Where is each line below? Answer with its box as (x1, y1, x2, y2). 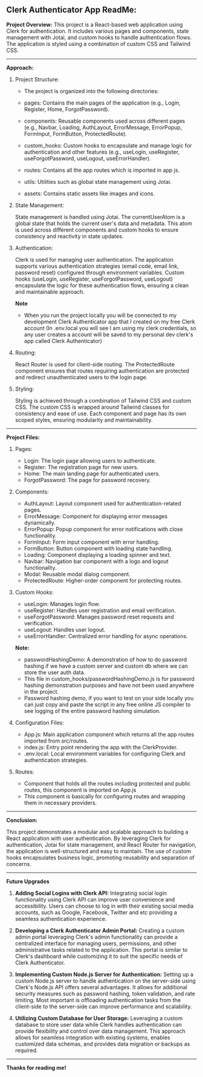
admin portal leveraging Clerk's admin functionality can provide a (14, 933, 178, 940)
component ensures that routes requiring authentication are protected (14, 367, 189, 374)
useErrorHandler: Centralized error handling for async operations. (24, 632, 188, 640)
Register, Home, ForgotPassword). (24, 105, 110, 112)
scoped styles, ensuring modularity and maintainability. (14, 416, 153, 423)
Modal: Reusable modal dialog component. (24, 570, 131, 578)
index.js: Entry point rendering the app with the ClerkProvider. (24, 743, 178, 750)
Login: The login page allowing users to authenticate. (24, 457, 156, 464)
